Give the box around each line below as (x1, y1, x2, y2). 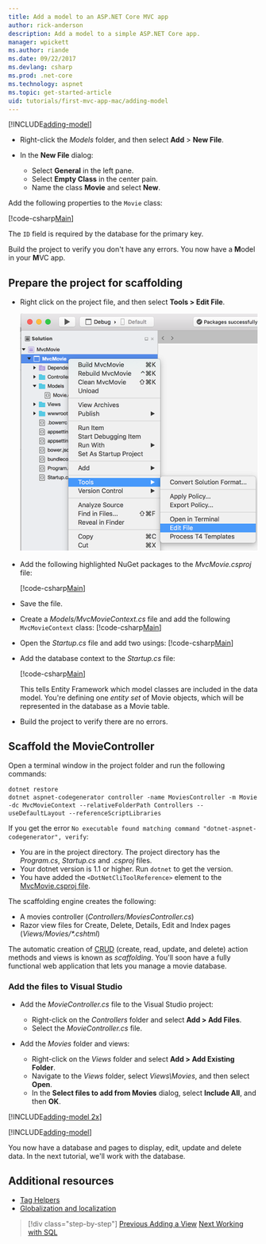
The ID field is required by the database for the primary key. (8, 229, 204, 239)
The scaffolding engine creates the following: (8, 897, 156, 906)
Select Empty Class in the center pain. (31, 174, 159, 184)
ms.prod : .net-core (8, 72, 73, 80)
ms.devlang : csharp (8, 64, 73, 72)
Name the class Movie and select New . (31, 183, 161, 193)
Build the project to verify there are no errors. (19, 717, 168, 726)
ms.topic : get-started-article (8, 88, 112, 96)
